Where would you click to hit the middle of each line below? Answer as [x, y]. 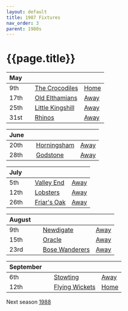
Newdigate [58, 230]
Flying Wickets [75, 287]
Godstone [50, 155]
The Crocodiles [56, 88]
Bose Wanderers [66, 250]
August [20, 220]
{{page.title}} [41, 59]
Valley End [50, 183]
